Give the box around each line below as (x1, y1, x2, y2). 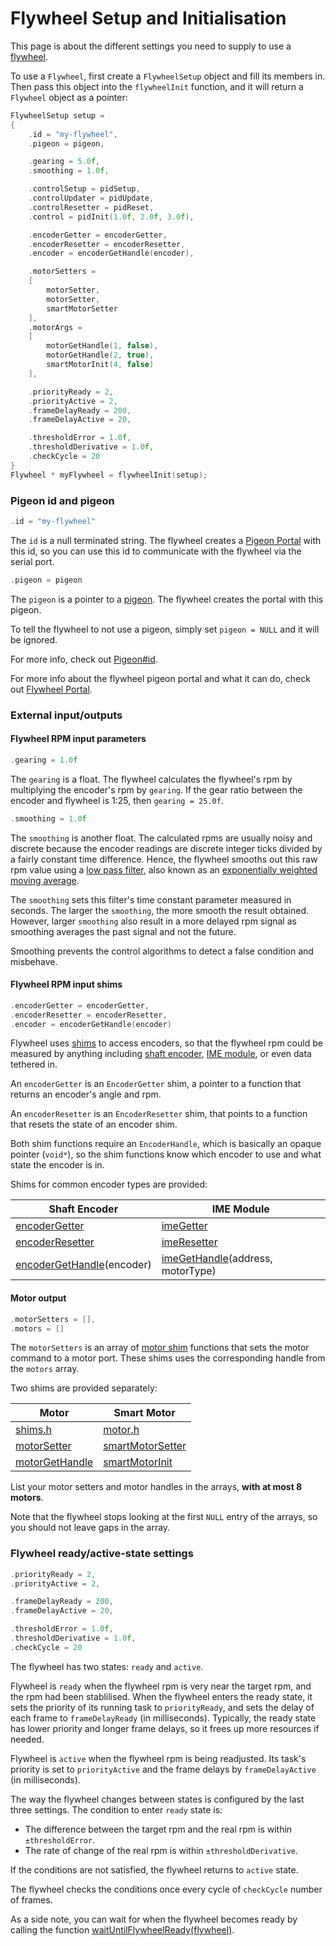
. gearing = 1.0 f (10, 755, 78, 765)
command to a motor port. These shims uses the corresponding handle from (10, 1352, 326, 1364)
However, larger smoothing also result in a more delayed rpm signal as (10, 915, 297, 927)
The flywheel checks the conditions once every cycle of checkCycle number (10, 1883, 323, 1895)
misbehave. (10, 955, 58, 967)
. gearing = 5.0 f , (28, 157, 101, 167)
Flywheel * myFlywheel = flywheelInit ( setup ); (10, 470, 208, 480)
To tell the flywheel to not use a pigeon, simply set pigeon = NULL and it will (10, 623, 320, 635)
